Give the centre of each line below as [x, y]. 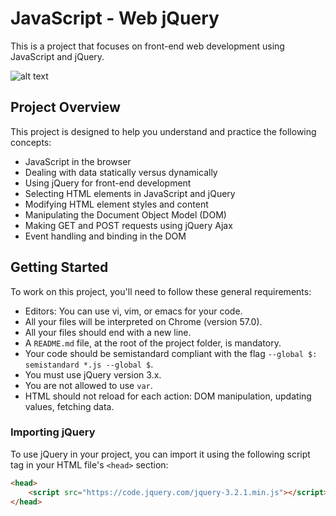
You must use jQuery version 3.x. [93, 374]
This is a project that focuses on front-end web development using [147, 46]
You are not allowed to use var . [88, 385]
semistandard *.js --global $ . [89, 364]
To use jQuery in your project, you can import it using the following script [160, 454]
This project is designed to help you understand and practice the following [163, 131]
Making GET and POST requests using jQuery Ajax [128, 225]
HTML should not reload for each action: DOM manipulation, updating [168, 396]
